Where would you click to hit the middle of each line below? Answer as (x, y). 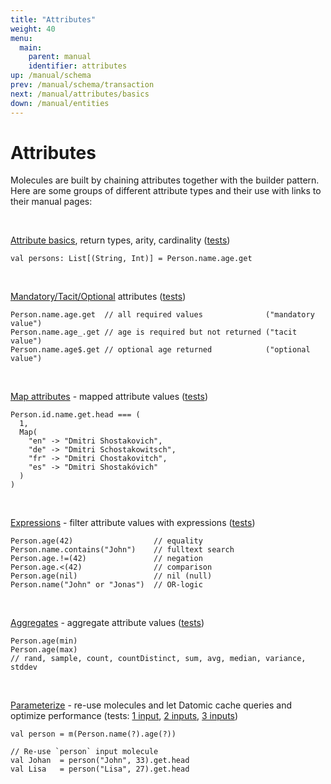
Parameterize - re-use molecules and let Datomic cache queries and (151, 705)
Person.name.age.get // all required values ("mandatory (162, 315)
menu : (21, 38)
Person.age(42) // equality (106, 541)
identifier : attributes (78, 66)
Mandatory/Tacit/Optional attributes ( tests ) (98, 297)
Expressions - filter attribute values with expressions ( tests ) (133, 523)
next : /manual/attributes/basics (80, 94)
